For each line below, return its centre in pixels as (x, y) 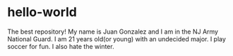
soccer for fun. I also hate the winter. (61, 46)
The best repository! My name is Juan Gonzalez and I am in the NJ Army (113, 31)
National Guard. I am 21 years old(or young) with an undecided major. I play (116, 38)
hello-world (42, 12)
